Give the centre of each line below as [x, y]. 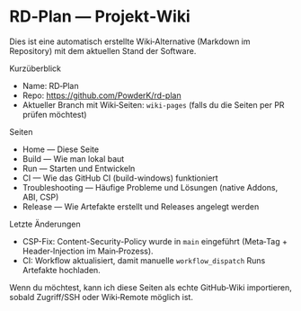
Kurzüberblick [35, 68]
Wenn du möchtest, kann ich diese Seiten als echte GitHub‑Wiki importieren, [150, 287]
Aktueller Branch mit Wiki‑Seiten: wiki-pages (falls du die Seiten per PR [153, 104]
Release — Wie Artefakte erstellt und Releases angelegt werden [141, 206]
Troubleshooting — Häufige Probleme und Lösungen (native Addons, [150, 187]
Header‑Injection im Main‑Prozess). [88, 251]
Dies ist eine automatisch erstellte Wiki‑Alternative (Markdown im [130, 41]
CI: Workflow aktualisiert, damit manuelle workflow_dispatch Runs [144, 260]
